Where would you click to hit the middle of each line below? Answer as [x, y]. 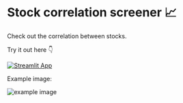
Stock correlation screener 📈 [92, 13]
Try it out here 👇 [30, 49]
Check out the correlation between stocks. [67, 36]
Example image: [30, 78]
